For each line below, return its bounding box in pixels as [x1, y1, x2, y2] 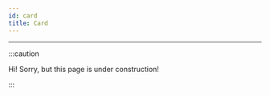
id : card [8, 11, 38, 20]
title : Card [8, 19, 48, 27]
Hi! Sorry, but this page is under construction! [8, 64, 159, 74]
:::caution [8, 49, 40, 58]
